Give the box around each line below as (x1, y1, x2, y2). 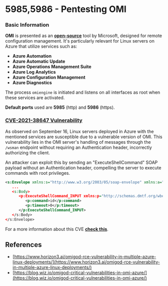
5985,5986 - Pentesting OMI (5, 4, 126, 15)
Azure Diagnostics (12, 80, 52, 86)
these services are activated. (5, 95, 65, 101)
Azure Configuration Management (12, 74, 86, 81)
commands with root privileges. (5, 170, 70, 176)
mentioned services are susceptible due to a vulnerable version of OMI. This (5, 134, 162, 140)
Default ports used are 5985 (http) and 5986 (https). (5, 104, 115, 111)
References (5, 240, 42, 249)
